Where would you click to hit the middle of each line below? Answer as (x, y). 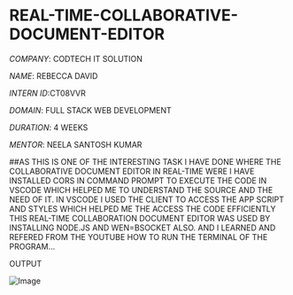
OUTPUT (26, 263)
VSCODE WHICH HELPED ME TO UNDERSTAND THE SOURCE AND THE (141, 190)
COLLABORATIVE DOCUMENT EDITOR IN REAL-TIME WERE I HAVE (132, 171)
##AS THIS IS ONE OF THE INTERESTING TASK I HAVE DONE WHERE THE (145, 161)
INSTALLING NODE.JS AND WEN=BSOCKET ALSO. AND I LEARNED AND (143, 228)
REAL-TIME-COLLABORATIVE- (124, 16)
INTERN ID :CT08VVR (47, 93)
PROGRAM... (32, 246)
